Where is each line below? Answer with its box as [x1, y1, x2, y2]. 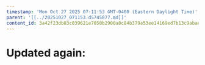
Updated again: [6, 46, 86, 60]
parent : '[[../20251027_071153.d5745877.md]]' [6, 14, 127, 20]
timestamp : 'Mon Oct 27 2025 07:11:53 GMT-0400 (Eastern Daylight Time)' [6, 8, 198, 15]
